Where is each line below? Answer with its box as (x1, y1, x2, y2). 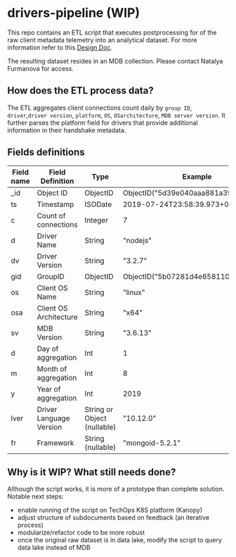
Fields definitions (7, 146, 86, 158)
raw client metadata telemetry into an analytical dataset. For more (7, 35, 198, 44)
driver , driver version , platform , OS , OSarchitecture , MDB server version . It (7, 111, 226, 119)
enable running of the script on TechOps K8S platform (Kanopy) (17, 506, 202, 515)
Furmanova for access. (7, 64, 74, 73)
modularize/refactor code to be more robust (17, 528, 145, 537)
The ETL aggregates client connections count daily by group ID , (7, 104, 192, 112)
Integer (84, 215, 109, 225)
